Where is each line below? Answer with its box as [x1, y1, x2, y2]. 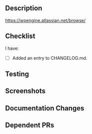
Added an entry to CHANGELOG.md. [12, 55, 88, 61]
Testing [5, 70, 29, 78]
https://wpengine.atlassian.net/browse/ [5, 17, 86, 23]
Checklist [5, 32, 36, 41]
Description [5, 4, 42, 13]
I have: [5, 45, 19, 51]
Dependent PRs [5, 121, 55, 129]
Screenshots [5, 87, 46, 95]
